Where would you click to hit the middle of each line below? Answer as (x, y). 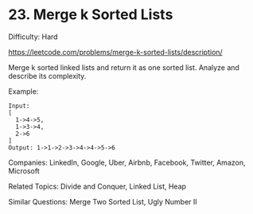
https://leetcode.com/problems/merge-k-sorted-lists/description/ (115, 52)
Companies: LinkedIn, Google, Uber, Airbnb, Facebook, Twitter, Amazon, (127, 162)
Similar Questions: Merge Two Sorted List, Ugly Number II (103, 201)
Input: (19, 106)
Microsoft (24, 171)
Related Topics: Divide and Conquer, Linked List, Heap (97, 186)
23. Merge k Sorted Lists (91, 15)
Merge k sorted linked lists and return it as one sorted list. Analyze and (124, 67)
